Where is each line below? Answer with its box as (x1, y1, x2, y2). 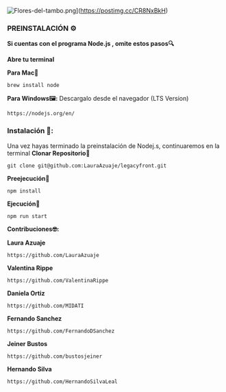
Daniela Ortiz (7, 289, 46, 297)
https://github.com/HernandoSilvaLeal (7, 378, 118, 385)
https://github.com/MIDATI (7, 302, 84, 309)
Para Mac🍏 (7, 69, 39, 77)
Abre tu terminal (7, 56, 55, 64)
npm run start (7, 212, 48, 219)
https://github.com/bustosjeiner (7, 353, 103, 360)
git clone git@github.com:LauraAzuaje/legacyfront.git (7, 162, 167, 169)
